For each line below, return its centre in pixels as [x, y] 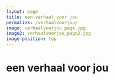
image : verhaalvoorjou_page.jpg [46, 28]
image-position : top [32, 39]
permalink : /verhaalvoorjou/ [42, 22]
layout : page [22, 11]
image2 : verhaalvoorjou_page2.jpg [49, 34]
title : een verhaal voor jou [42, 17]
